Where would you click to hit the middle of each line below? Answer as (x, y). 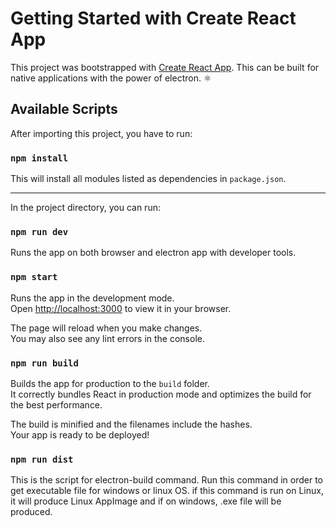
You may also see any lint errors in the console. (107, 338)
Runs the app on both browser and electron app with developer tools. (153, 253)
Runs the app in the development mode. (92, 298)
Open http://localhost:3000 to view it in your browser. (121, 308)
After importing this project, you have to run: (101, 133)
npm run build (44, 363)
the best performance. (56, 404)
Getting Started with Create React (153, 18)
